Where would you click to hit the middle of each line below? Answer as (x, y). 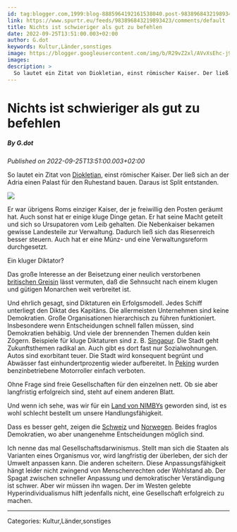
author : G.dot (28, 40)
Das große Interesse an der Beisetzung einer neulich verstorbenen (104, 274)
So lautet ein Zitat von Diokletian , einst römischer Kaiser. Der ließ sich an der (118, 175)
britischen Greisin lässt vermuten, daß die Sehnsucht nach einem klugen (113, 282)
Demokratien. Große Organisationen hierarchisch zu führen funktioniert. (112, 318)
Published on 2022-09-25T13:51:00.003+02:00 (76, 161)
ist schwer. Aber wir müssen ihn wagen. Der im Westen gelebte (99, 485)
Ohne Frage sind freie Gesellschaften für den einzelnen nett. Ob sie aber (113, 384)
